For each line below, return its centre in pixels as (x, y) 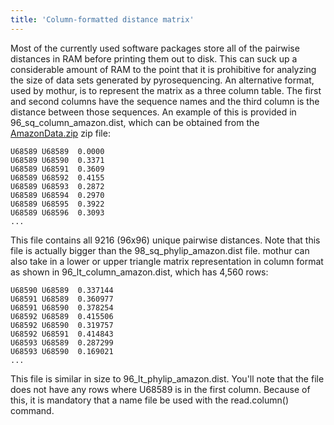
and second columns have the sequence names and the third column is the (165, 101)
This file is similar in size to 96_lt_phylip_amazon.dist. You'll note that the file (167, 378)
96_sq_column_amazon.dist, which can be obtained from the (135, 122)
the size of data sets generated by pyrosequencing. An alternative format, (162, 80)
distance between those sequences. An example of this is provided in (153, 112)
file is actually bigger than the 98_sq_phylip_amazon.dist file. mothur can (160, 250)
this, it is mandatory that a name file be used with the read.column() (150, 400)
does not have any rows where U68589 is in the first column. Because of (160, 389)
